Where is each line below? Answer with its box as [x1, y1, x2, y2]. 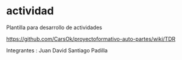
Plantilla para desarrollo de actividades [6, 24, 102, 31]
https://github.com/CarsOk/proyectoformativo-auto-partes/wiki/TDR [6, 35, 176, 42]
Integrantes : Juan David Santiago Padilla [6, 46, 108, 54]
